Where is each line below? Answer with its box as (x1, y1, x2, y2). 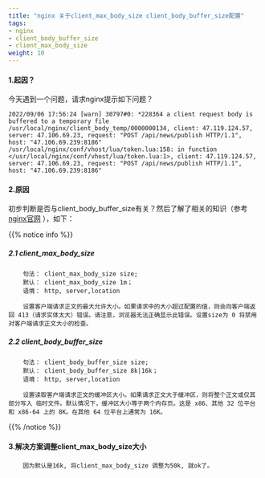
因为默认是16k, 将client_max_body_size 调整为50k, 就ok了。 (22, 461, 214, 470)
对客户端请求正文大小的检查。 (8, 320, 92, 328)
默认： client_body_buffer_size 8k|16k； (22, 367, 159, 375)
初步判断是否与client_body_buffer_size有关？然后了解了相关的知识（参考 (8, 204, 248, 214)
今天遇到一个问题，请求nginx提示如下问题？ (8, 94, 154, 104)
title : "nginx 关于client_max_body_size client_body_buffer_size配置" (8, 11, 245, 20)
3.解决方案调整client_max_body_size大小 (8, 441, 147, 451)
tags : (8, 19, 26, 27)
